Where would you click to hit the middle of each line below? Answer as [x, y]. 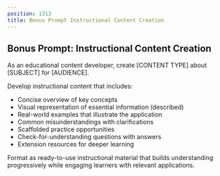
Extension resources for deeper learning [76, 145]
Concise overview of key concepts [67, 100]
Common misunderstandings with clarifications [85, 122]
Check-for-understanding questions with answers [89, 137]
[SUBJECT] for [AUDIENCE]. [48, 73]
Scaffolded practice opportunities [66, 129]
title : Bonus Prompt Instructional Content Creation [86, 20]
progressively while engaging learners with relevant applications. [101, 166]
